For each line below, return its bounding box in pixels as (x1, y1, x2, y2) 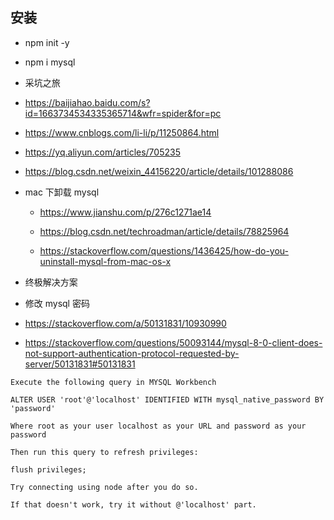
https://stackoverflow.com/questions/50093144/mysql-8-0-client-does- (24, 336, 323, 348)
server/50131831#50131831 (24, 358, 136, 370)
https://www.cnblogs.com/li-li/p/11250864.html (24, 126, 220, 138)
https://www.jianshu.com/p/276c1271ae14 (39, 206, 212, 218)
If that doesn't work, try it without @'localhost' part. (10, 499, 257, 510)
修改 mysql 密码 (24, 297, 90, 309)
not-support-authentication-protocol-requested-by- (24, 347, 240, 359)
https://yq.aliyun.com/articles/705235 (24, 146, 181, 158)
